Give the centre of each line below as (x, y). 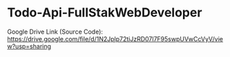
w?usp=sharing (29, 46)
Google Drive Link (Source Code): (55, 32)
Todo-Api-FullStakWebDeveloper (105, 13)
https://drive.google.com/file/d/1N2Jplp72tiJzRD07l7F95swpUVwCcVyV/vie (115, 38)
